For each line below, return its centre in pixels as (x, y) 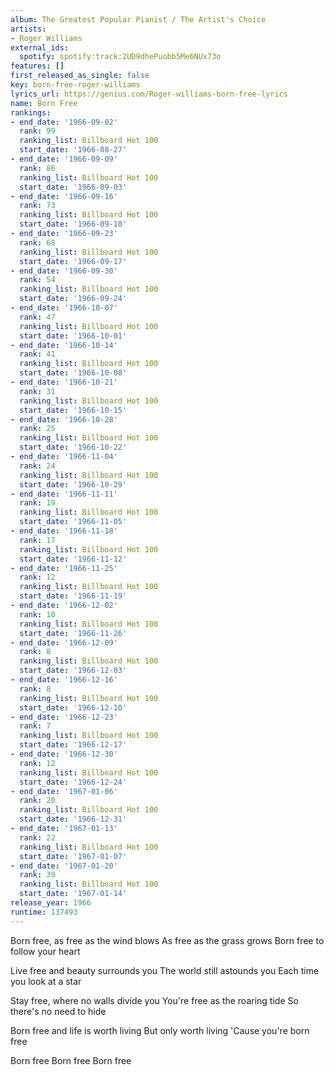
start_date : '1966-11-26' (73, 633)
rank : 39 (37, 875)
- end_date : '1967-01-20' (64, 866)
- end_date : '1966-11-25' (64, 568)
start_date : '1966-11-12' (73, 559)
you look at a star (46, 981)
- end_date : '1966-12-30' (64, 754)
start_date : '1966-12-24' (73, 782)
